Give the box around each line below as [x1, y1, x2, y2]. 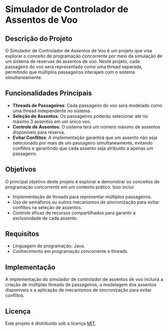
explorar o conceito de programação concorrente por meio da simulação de [5, 53, 162, 59]
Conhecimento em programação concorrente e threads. [12, 248, 129, 254]
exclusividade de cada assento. [12, 215, 78, 221]
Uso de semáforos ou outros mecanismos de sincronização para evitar [12, 199, 159, 205]
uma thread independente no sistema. [12, 107, 92, 114]
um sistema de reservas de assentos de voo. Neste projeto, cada [5, 58, 140, 64]
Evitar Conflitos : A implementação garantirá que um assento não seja [12, 135, 157, 141]
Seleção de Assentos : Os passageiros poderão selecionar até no [12, 113, 148, 119]
